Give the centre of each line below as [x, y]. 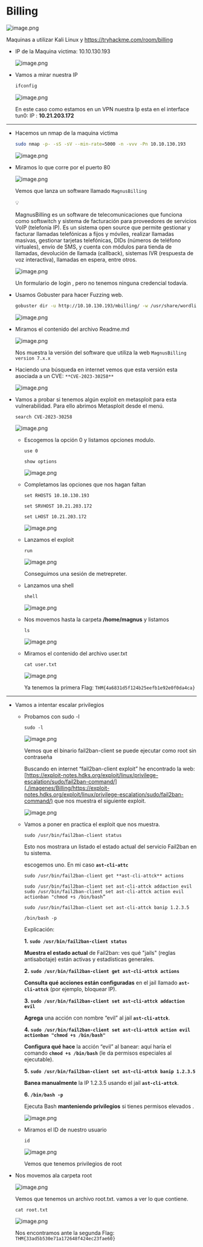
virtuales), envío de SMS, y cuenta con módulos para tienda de [93, 247]
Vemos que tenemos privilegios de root [73, 1164]
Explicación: [39, 929]
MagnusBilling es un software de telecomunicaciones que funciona [98, 214]
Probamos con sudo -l [52, 716]
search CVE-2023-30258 [43, 417]
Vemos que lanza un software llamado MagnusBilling [81, 190]
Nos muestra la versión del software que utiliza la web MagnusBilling [101, 353]
